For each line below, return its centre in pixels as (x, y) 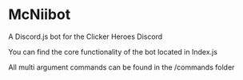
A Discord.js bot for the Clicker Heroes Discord (86, 36)
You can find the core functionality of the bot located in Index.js (113, 51)
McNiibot (40, 15)
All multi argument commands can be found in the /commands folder (121, 67)
